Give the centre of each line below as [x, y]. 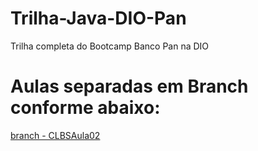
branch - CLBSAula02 [55, 135]
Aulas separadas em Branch [129, 86]
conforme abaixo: [85, 108]
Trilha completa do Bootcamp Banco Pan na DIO [110, 46]
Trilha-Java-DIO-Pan [98, 18]
